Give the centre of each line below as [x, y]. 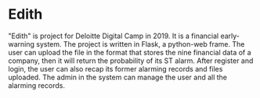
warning [22, 44]
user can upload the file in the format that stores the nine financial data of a [130, 52]
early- [230, 36]
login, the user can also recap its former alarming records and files [116, 68]
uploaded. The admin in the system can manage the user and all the [118, 77]
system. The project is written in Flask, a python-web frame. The [141, 44]
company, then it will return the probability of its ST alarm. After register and [131, 61]
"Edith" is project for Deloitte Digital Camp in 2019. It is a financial [114, 36]
